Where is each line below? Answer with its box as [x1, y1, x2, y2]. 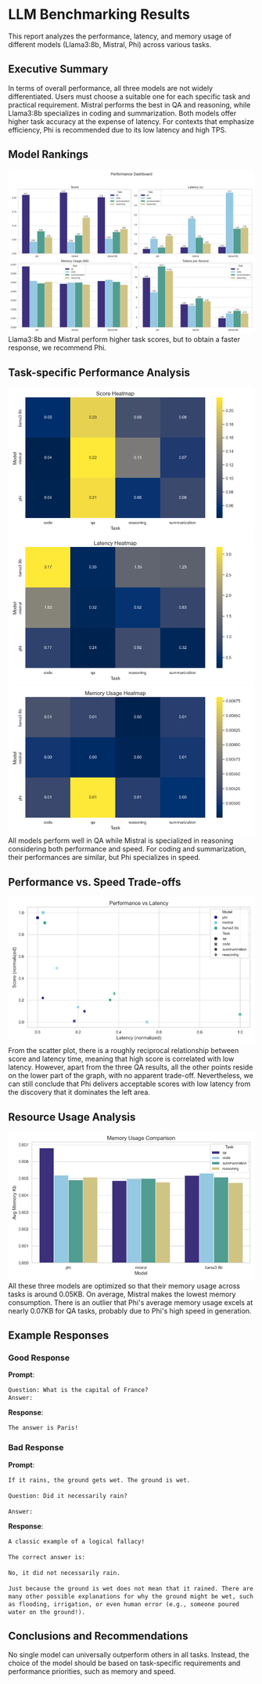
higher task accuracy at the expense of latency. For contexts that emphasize [8, 116, 254, 126]
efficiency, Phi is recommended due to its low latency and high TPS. [8, 125, 227, 134]
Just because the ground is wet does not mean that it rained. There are [8, 1584, 254, 1592]
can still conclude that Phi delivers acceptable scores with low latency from [8, 1079, 251, 1088]
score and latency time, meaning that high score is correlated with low [8, 1054, 235, 1064]
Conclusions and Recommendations [8, 1630, 188, 1642]
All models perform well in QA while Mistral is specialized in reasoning [8, 836, 234, 845]
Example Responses [8, 1329, 109, 1343]
